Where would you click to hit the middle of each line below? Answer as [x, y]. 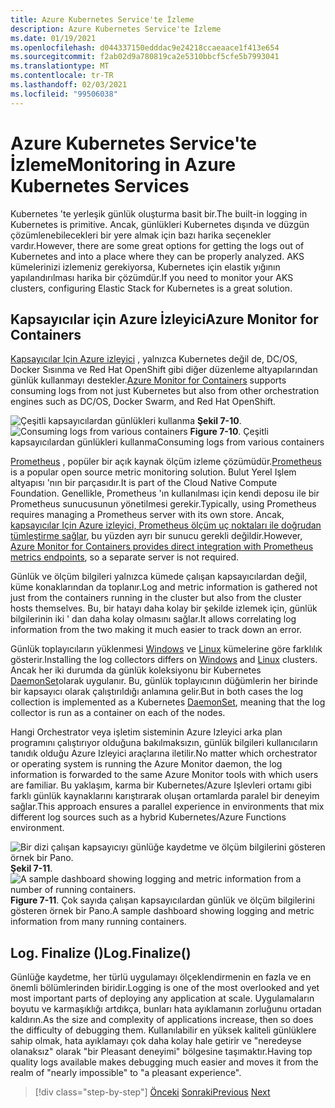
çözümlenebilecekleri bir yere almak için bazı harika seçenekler [141, 235]
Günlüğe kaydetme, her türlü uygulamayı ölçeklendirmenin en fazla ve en [161, 977]
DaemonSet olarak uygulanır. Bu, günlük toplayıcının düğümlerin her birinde [164, 681]
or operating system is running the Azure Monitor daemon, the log [146, 764]
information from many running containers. [98, 922]
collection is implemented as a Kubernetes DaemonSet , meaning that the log [168, 702]
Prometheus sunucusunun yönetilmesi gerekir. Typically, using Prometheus [163, 504]
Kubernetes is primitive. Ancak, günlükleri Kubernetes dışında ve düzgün [160, 224]
